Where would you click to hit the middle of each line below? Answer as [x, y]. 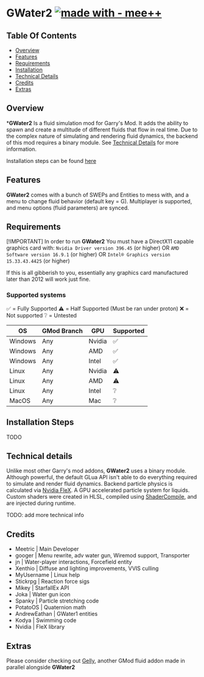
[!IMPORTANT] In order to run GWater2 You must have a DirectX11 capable [100, 242]
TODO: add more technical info [45, 515]
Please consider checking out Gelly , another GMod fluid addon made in [96, 661]
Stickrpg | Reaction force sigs [52, 581]
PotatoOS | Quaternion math [51, 607]
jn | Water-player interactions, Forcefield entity [73, 562]
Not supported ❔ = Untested [42, 315]
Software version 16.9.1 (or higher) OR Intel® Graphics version [88, 255]
